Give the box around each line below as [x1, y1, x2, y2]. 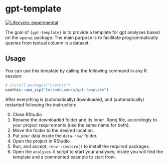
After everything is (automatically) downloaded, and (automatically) [5, 96, 144, 102]
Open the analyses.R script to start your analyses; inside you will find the [12, 148, 163, 154]
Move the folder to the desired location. [12, 127, 94, 133]
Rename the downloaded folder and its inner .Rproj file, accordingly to [12, 116, 157, 122]
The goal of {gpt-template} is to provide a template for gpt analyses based [5, 29, 160, 35]
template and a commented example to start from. [12, 153, 116, 160]
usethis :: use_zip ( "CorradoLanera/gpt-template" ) [5, 87, 109, 92]
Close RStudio [12, 111, 42, 117]
